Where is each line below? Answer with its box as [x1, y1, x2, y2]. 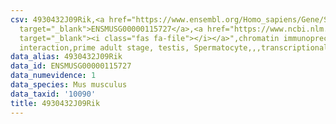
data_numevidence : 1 [10, 71, 97, 81]
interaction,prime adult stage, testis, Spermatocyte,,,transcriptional [19, 42, 329, 53]
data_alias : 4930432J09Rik [10, 52, 123, 62]
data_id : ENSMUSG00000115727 [10, 61, 132, 71]
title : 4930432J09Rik [10, 98, 101, 108]
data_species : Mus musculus [10, 80, 128, 90]
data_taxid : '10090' [10, 89, 97, 99]
